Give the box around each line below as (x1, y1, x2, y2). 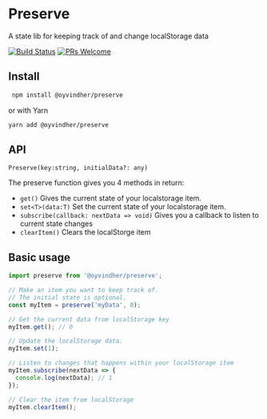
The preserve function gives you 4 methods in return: (8, 178, 185, 188)
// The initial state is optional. (8, 293, 127, 302)
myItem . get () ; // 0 (8, 322, 74, 331)
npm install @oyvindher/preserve (11, 91, 124, 99)
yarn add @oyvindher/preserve (8, 121, 110, 128)
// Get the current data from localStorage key (8, 315, 170, 323)
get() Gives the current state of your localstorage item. (19, 193, 202, 204)
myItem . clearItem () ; (8, 403, 78, 411)
